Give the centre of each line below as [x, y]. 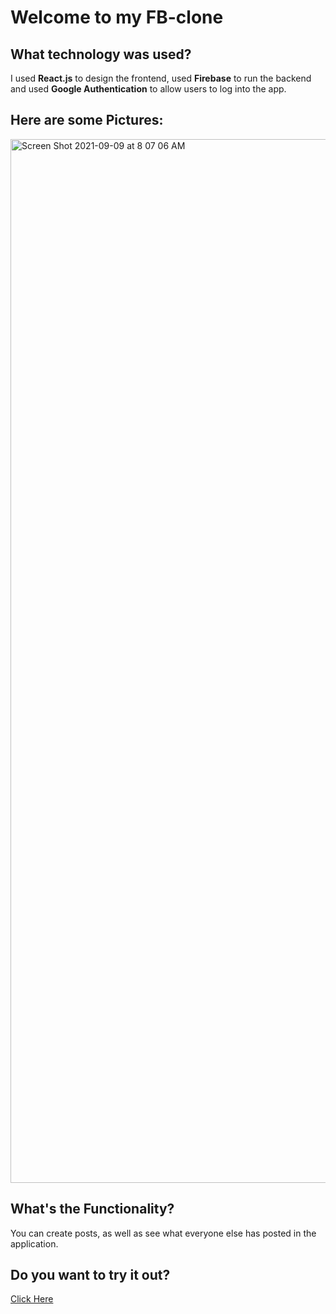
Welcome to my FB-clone [117, 17]
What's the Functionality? [92, 1209]
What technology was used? [101, 54]
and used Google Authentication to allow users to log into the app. [148, 89]
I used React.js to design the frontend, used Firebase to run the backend [161, 78]
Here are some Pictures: [87, 120]
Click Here [32, 1299]
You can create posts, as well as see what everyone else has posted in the [163, 1233]
